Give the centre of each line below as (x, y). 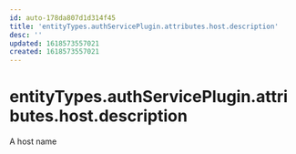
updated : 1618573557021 (55, 43)
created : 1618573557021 (55, 52)
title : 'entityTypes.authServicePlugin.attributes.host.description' (144, 26)
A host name (33, 141)
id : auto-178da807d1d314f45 (63, 18)
